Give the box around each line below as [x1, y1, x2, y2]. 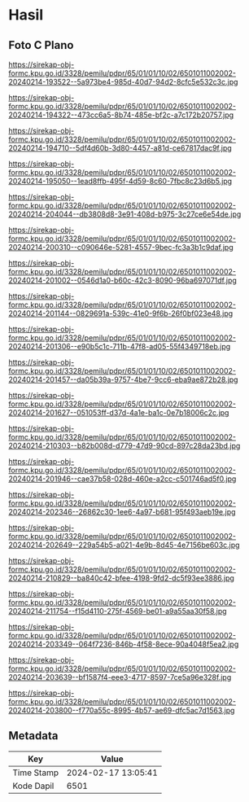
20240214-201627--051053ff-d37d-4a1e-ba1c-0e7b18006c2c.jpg [8, 408, 229, 417]
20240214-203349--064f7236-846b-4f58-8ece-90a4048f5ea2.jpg [8, 639, 239, 649]
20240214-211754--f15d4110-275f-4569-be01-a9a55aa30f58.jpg [8, 607, 227, 616]
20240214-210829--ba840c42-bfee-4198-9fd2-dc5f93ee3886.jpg [8, 573, 234, 583]
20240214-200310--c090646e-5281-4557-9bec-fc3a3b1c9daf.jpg [8, 243, 234, 252]
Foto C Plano [8, 38, 74, 52]
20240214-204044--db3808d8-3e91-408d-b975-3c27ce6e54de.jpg [8, 209, 242, 219]
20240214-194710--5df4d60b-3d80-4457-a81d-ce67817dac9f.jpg [8, 143, 232, 152]
